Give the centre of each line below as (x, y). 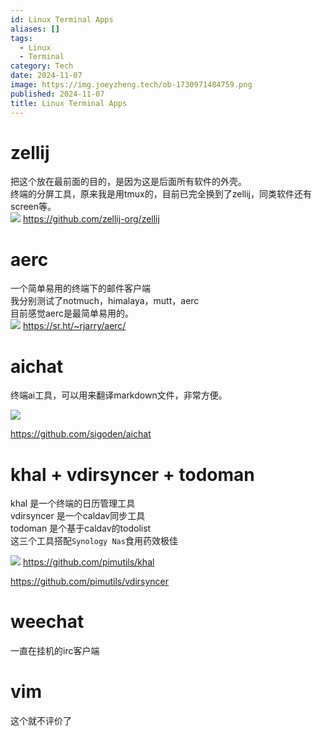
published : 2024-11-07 (57, 94)
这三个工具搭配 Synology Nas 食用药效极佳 (94, 541)
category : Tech (42, 66)
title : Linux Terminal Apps (69, 103)
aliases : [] (35, 29)
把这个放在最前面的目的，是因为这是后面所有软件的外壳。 (128, 182)
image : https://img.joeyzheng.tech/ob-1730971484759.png (131, 85)
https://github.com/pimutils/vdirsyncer (90, 582)
